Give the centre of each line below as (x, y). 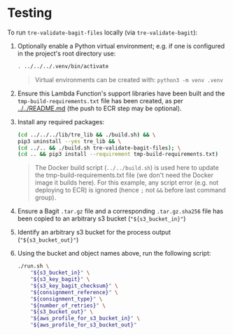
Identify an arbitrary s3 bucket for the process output (94, 232)
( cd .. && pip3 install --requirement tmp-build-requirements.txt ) (118, 155)
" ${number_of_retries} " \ (68, 306)
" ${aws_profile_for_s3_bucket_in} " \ (85, 318)
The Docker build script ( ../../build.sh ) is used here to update (127, 168)
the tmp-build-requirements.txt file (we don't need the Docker (124, 175)
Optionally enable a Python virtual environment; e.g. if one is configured (121, 46)
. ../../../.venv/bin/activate (63, 66)
